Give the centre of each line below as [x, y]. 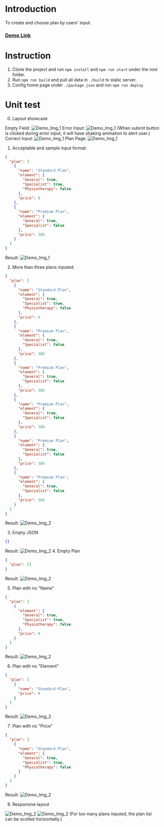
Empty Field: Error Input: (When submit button [82, 128]
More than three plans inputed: [43, 267]
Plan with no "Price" [32, 726]
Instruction [28, 56]
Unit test [23, 105]
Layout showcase [30, 118]
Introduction [31, 9]
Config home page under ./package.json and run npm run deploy [78, 85]
